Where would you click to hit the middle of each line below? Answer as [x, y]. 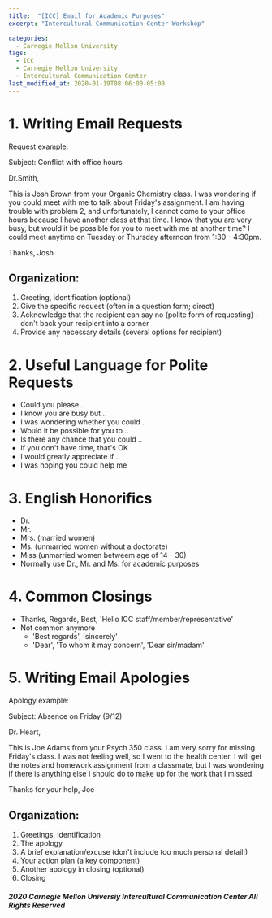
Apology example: [39, 701]
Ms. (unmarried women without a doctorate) [94, 546]
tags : [17, 54]
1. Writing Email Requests [95, 124]
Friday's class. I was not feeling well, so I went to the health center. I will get [135, 756]
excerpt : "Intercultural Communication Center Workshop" [107, 24]
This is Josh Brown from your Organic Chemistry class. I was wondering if [132, 194]
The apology [41, 843]
